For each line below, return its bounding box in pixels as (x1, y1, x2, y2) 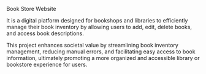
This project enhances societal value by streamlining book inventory (6, 42, 179, 49)
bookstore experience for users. (6, 61, 88, 68)
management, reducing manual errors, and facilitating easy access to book (6, 48, 196, 55)
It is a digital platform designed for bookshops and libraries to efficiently (6, 17, 188, 24)
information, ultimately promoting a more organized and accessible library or (6, 55, 200, 61)
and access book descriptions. (6, 30, 84, 37)
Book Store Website (6, 5, 56, 12)
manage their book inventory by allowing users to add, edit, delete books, (6, 24, 192, 30)
